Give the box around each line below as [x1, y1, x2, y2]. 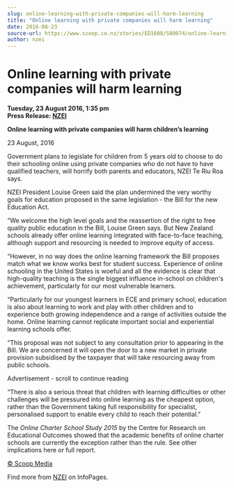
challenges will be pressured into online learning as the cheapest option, [7, 395, 215, 404]
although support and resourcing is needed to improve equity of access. [7, 239, 214, 247]
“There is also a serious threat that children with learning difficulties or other [7, 388, 226, 397]
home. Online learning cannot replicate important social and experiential [7, 318, 214, 326]
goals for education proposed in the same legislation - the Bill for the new [7, 195, 218, 204]
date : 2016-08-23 [7, 23, 58, 30]
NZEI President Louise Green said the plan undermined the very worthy [7, 188, 212, 196]
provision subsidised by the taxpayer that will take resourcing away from [7, 353, 215, 362]
